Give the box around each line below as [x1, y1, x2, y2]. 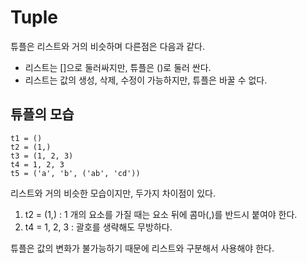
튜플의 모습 [10, 106, 75, 123]
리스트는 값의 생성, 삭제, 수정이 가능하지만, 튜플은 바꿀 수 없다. [24, 74, 268, 86]
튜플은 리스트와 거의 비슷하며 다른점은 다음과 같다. [10, 40, 206, 52]
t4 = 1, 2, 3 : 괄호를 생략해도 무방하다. [24, 221, 173, 233]
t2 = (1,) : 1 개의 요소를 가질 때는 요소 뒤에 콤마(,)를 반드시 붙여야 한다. [24, 208, 298, 220]
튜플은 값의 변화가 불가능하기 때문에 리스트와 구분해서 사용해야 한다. [10, 242, 275, 254]
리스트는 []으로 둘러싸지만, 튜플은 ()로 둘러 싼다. [24, 61, 212, 73]
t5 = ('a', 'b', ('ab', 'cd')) [10, 168, 141, 178]
